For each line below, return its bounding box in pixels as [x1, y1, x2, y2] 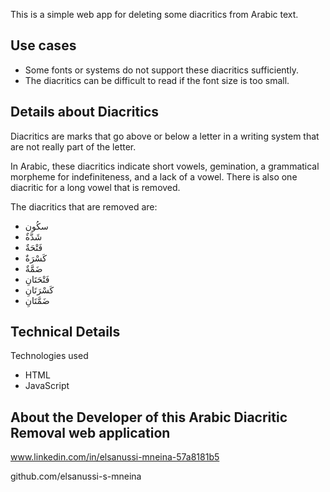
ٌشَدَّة [24, 230, 43, 243]
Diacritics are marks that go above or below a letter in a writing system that [10, 130, 320, 142]
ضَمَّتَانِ [24, 294, 50, 306]
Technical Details [10, 324, 121, 341]
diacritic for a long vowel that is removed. [10, 181, 181, 193]
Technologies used [10, 350, 89, 362]
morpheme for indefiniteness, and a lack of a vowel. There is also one [10, 170, 298, 183]
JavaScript [24, 380, 70, 392]
